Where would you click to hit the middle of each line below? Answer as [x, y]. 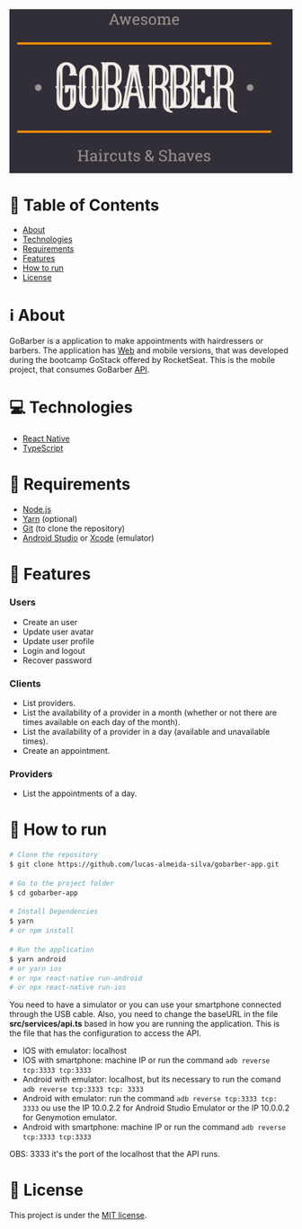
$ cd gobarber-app [44, 893]
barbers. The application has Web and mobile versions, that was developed [149, 350]
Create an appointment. [66, 750]
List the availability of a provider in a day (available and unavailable [146, 731]
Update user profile [58, 641]
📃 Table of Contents [84, 205]
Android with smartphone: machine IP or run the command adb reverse [154, 1127]
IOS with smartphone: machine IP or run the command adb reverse [146, 1060]
